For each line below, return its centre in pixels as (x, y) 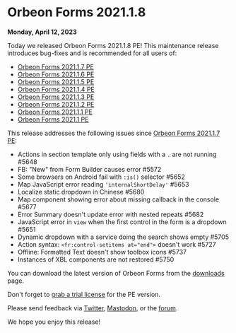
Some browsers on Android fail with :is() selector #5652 (101, 177)
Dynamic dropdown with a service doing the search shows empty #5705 (123, 237)
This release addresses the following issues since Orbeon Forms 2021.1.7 (114, 133)
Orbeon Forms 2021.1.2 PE (56, 104)
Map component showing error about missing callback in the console (118, 199)
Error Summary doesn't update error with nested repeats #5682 (111, 214)
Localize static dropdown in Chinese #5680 (81, 192)
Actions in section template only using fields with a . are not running (117, 154)
